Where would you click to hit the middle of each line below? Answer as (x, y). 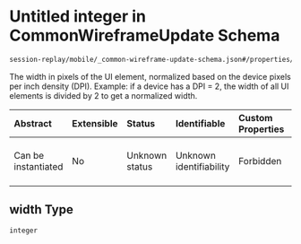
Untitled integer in (77, 17)
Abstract (33, 123)
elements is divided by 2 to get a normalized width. (103, 95)
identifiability (202, 166)
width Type (41, 209)
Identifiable (200, 123)
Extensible (95, 123)
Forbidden (260, 161)
